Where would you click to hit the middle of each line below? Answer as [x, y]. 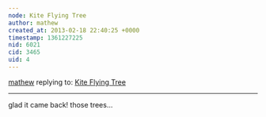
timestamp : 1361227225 [46, 38]
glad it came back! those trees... [61, 104]
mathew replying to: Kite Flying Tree [67, 82]
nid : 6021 [25, 45]
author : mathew [33, 23]
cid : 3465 [25, 52]
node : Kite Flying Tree [47, 15]
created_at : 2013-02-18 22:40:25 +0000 [74, 30]
